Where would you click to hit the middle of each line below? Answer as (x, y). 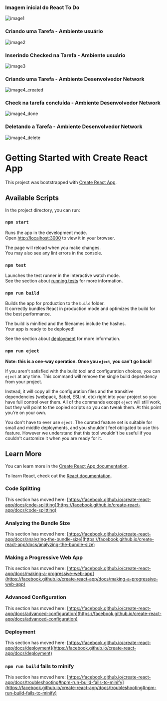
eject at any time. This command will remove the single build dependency (81, 376)
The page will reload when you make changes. (53, 247)
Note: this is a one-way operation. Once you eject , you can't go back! (79, 361)
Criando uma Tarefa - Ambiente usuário (54, 31)
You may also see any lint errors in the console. (54, 253)
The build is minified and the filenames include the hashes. (66, 323)
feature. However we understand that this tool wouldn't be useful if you (78, 433)
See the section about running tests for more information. (64, 281)
